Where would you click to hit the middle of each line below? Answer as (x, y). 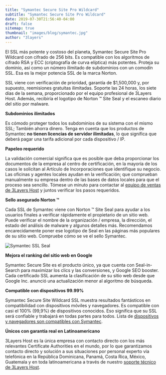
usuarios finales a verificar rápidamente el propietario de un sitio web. (77, 214)
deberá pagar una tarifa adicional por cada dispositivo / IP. (65, 139)
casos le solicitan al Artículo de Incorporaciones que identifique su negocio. (83, 169)
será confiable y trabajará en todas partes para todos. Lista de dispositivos (82, 316)
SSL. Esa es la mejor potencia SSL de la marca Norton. (61, 73)
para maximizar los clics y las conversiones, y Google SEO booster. (90, 270)
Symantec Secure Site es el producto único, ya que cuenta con (70, 265)
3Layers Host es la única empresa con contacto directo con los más (75, 341)
